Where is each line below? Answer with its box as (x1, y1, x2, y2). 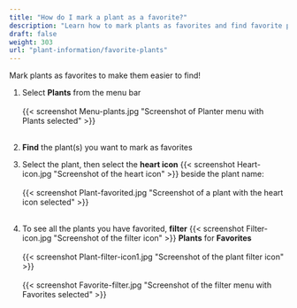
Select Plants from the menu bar (21, 88, 141, 98)
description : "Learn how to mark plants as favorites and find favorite (9, 21, 283, 30)
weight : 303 (9, 37, 53, 47)
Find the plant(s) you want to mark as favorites (21, 142, 193, 153)
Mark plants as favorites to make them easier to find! (9, 70, 202, 81)
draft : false (9, 29, 57, 38)
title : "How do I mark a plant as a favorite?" (9, 12, 188, 22)
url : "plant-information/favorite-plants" (9, 46, 168, 55)
